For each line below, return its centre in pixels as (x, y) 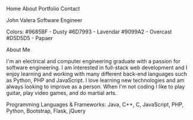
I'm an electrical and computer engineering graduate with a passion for (93, 61)
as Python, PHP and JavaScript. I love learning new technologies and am (95, 80)
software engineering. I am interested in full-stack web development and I (97, 67)
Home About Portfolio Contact (43, 9)
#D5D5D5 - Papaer (30, 38)
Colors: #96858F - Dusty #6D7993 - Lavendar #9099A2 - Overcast (89, 32)
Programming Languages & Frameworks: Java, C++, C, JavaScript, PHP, (95, 104)
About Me (18, 50)
